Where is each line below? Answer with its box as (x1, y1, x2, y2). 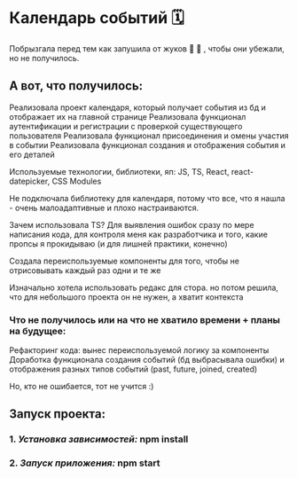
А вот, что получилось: (9, 78, 144, 94)
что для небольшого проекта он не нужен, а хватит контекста (9, 291, 244, 302)
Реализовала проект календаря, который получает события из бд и (9, 102, 266, 113)
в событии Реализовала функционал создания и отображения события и (9, 139, 286, 150)
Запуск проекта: (9, 406, 106, 422)
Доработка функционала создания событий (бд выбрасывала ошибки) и (9, 355, 285, 365)
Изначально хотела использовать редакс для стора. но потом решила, (9, 282, 279, 293)
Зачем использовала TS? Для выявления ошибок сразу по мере (9, 219, 254, 230)
